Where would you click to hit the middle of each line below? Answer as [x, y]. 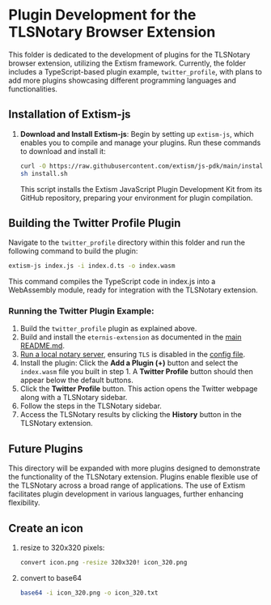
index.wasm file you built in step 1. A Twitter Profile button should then [136, 372]
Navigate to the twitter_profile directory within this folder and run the [127, 243]
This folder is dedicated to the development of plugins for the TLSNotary [129, 54]
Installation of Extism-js [70, 115]
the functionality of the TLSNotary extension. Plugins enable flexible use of [133, 477]
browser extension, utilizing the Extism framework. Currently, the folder [127, 63]
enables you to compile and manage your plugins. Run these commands [140, 143]
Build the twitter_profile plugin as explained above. [108, 329]
